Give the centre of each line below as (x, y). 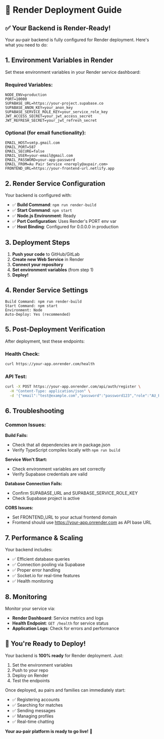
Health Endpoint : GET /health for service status (60, 623)
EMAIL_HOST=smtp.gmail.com (32, 143)
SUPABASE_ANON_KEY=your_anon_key (39, 108)
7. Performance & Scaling (44, 538)
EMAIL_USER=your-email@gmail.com (39, 156)
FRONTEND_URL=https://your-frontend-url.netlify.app (60, 169)
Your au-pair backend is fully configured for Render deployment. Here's (77, 40)
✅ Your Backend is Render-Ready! (58, 28)
